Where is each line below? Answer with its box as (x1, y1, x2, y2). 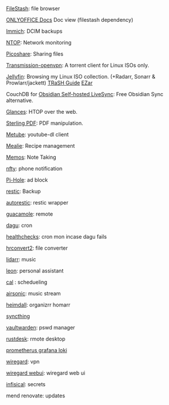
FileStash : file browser (6, 5, 60, 12)
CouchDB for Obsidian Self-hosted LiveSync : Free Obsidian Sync (6, 91, 164, 97)
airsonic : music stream (6, 290, 61, 297)
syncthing (6, 313, 31, 319)
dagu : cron (6, 222, 32, 229)
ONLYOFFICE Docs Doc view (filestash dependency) (6, 16, 134, 23)
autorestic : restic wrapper (6, 199, 69, 206)
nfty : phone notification (6, 165, 63, 172)
